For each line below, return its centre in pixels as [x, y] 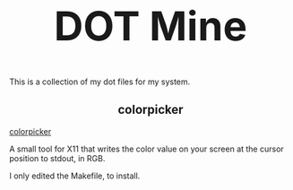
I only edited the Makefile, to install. [75, 176]
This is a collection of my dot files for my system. [100, 82]
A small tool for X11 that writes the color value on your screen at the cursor [146, 149]
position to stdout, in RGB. [57, 158]
